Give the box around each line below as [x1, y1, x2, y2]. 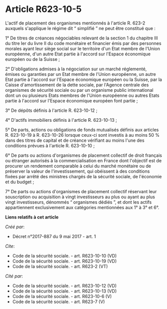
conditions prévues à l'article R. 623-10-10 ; [5, 142, 95, 148]
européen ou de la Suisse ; [5, 56, 60, 62]
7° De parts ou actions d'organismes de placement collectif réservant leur [5, 188, 157, 194]
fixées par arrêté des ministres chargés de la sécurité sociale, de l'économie [5, 173, 162, 179]
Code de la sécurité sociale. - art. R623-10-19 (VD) [12, 258, 117, 264]
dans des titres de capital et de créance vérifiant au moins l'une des [5, 137, 145, 143]
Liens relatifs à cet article [5, 214, 59, 220]
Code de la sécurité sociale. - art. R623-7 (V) [12, 299, 105, 305]
